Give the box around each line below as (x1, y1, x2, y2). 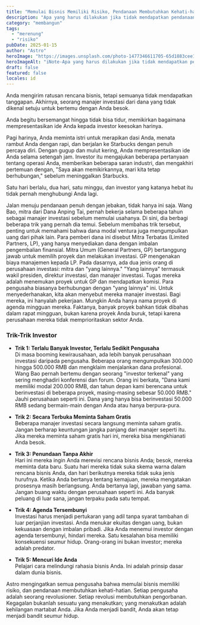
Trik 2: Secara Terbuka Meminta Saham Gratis (14, 413, 132, 420)
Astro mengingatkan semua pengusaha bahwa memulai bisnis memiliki (6, 581, 180, 588)
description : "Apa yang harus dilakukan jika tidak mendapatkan (6, 14, 169, 20)
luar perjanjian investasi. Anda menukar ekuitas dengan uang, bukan (14, 519, 183, 526)
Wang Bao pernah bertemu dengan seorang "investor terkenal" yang (14, 370, 183, 377)
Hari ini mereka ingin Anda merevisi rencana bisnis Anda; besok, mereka (14, 457, 193, 464)
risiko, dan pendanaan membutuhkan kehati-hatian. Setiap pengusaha (6, 587, 179, 594)
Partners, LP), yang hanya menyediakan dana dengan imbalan (6, 240, 158, 247)
